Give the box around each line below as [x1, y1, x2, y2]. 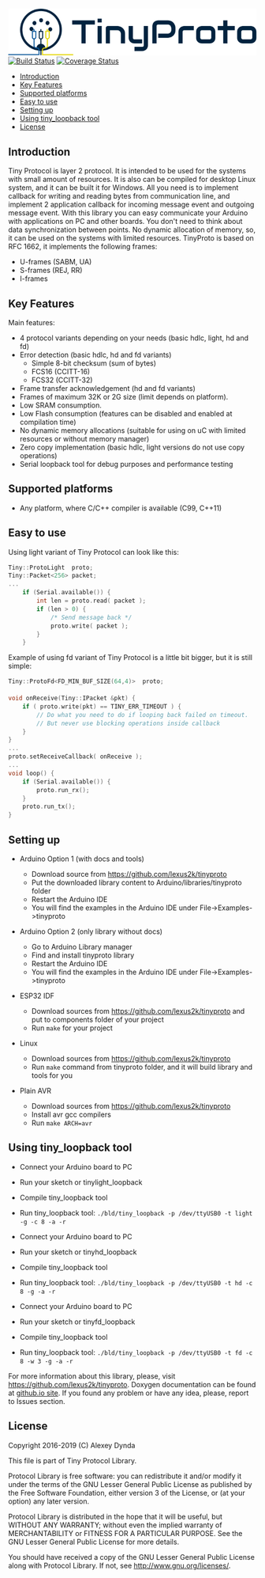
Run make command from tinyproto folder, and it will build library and [31, 1062, 253, 1072]
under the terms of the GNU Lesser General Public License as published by [8, 1479, 252, 1489]
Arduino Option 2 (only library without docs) [19, 927, 163, 936]
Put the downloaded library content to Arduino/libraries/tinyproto [31, 878, 242, 887]
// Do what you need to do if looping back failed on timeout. [36, 711, 248, 719]
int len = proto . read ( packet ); [36, 597, 147, 605]
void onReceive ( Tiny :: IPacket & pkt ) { [8, 694, 136, 703]
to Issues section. [8, 1396, 65, 1405]
